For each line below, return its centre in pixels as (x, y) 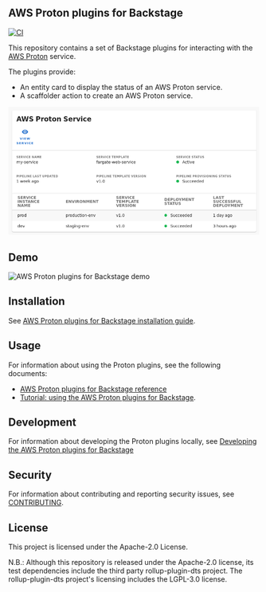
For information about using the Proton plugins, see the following (115, 365)
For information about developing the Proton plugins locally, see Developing (133, 441)
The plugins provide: (42, 72)
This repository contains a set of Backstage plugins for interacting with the (131, 48)
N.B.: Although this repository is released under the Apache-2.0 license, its (131, 563)
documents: (28, 373)
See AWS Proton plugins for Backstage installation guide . (102, 320)
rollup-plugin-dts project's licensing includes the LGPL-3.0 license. (118, 579)
